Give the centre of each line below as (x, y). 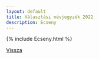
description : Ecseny (32, 22)
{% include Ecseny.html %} (39, 39)
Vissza (14, 50)
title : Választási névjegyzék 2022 (50, 17)
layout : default (26, 11)
